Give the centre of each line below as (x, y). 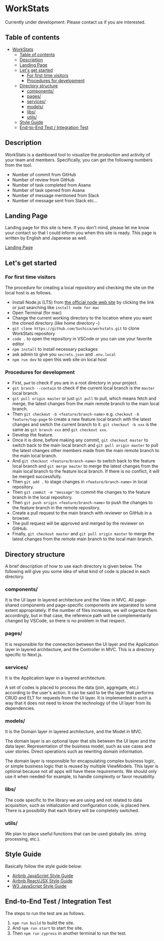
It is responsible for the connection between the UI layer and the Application (82, 644)
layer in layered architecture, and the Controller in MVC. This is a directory (80, 649)
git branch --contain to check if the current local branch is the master (83, 388)
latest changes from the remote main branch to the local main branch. (82, 539)
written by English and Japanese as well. (46, 238)
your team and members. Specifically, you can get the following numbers (79, 160)
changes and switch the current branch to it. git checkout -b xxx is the (84, 425)
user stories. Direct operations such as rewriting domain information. (74, 751)
